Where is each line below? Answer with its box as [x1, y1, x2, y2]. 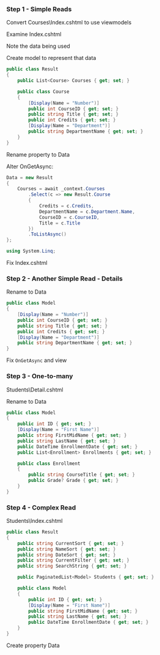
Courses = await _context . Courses [17, 186, 105, 192]
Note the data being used [6, 42, 70, 50]
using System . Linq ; [6, 248, 56, 254]
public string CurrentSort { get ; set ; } [17, 540, 124, 546]
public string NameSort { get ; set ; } [17, 546, 116, 552]
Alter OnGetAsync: [6, 163, 54, 170]
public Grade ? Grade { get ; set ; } [28, 478, 119, 484]
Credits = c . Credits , [38, 203, 95, 209]
